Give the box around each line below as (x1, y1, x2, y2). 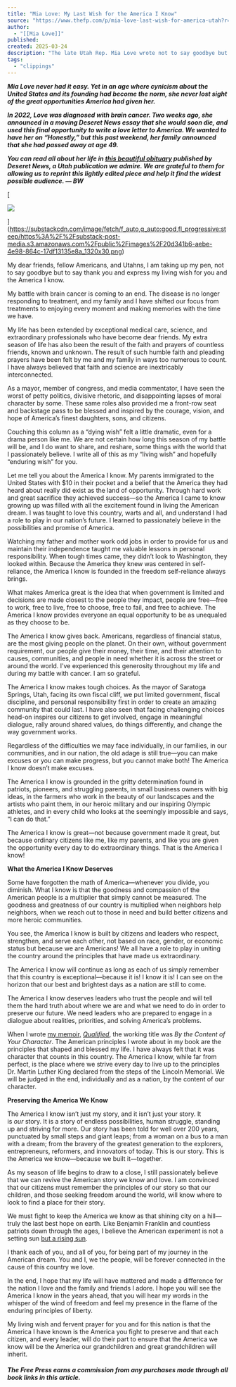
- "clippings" (13, 63, 55, 70)
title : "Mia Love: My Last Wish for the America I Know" (7, 10, 178, 18)
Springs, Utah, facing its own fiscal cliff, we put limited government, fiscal (7, 690, 220, 698)
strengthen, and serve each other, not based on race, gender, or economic (7, 936, 223, 945)
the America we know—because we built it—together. (7, 1154, 163, 1162)
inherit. (7, 1350, 28, 1358)
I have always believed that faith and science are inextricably (7, 363, 184, 371)
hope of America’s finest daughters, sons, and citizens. (7, 413, 166, 422)
